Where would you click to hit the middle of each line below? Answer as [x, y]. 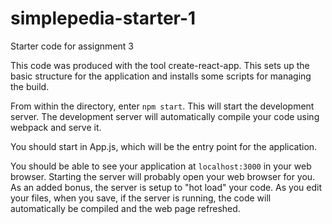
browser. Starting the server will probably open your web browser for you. [163, 176]
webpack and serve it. [56, 127]
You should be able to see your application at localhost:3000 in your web [161, 166]
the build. [30, 86]
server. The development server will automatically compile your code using [165, 116]
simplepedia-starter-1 [103, 18]
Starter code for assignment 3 [72, 46]
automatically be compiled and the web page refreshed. [125, 208]
